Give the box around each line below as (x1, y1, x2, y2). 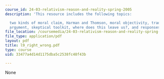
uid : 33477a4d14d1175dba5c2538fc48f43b (5, 52, 86, 57)
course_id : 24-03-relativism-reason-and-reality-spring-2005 (5, 7, 132, 12)
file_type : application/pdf (5, 34, 62, 39)
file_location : (5, 30, 36, 34)
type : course (5, 47, 32, 52)
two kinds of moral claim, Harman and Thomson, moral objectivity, (9, 20, 150, 25)
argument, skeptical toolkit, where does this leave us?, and (9, 25, 139, 30)
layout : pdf (5, 38, 29, 44)
